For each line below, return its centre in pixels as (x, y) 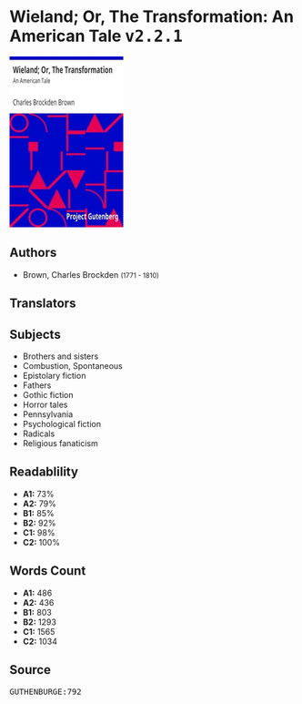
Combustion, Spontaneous (72, 365)
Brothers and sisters (60, 356)
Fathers (37, 385)
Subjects (35, 334)
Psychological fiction (62, 423)
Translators (43, 304)
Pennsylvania (48, 414)
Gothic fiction (48, 394)
